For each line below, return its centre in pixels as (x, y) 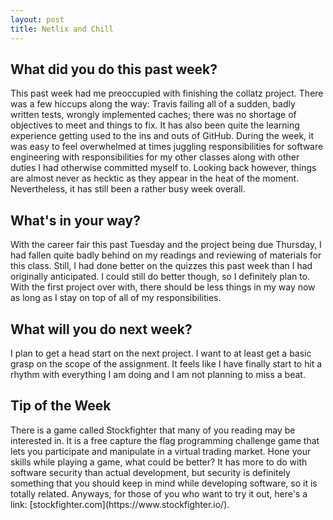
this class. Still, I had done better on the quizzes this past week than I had (161, 266)
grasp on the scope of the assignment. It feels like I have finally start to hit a (166, 363)
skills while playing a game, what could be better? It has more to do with (159, 462)
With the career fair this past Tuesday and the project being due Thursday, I (166, 245)
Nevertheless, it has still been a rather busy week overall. (128, 189)
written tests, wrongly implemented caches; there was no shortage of (153, 115)
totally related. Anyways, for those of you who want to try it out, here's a (159, 493)
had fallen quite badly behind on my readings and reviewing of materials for (166, 255)
